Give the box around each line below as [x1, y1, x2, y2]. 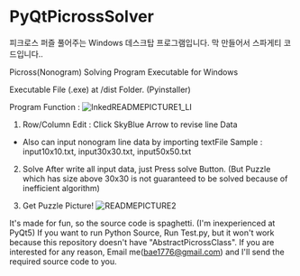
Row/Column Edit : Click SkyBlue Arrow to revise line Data [22, 119, 238, 130]
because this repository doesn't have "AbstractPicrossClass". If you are [9, 236, 275, 247]
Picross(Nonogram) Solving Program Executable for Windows [9, 66, 239, 78]
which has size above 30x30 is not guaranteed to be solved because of [22, 173, 288, 184]
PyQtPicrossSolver [9, 6, 155, 27]
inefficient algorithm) [22, 182, 101, 193]
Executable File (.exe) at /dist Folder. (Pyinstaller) [9, 84, 191, 95]
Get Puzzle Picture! [22, 200, 95, 211]
